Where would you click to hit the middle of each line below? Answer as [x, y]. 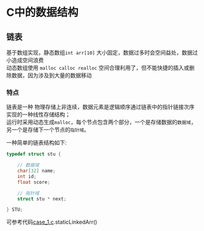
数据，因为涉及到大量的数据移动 [51, 75]
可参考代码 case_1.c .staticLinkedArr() [52, 222]
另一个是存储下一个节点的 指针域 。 [48, 130]
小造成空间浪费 [25, 60]
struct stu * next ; [42, 199]
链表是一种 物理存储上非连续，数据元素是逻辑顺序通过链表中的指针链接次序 [100, 107]
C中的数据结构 [42, 12]
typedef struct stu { [34, 154]
